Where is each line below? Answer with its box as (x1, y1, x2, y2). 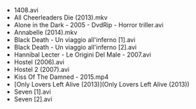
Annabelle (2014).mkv (13, 28, 78, 36)
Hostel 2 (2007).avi (13, 66, 70, 73)
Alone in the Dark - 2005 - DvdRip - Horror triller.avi (13, 21, 164, 29)
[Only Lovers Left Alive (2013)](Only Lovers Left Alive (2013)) (13, 80, 190, 88)
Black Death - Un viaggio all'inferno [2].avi (13, 43, 137, 51)
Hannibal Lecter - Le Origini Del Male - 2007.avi (13, 50, 152, 59)
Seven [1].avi (13, 87, 51, 96)
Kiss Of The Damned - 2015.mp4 (13, 73, 109, 81)
